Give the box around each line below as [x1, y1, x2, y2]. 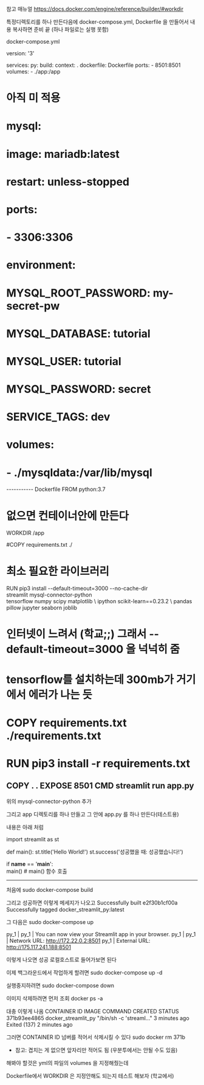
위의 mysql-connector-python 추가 [6, 798, 92, 805]
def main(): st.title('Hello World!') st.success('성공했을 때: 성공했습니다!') [6, 848, 183, 855]
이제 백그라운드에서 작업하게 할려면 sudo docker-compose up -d [6, 968, 163, 976]
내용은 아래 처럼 [6, 823, 44, 830]
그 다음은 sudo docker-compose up [6, 918, 94, 925]
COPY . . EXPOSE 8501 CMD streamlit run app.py [6, 781, 194, 791]
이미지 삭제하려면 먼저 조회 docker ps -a [6, 994, 103, 1002]
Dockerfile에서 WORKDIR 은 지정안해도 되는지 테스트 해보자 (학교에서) [6, 1072, 174, 1080]
